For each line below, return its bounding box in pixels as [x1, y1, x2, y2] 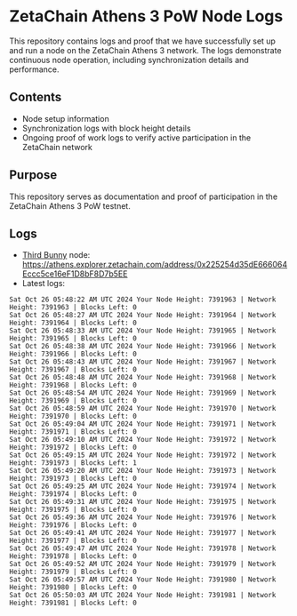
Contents [9, 90, 62, 105]
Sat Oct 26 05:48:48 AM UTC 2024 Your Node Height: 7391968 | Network [9, 373, 277, 382]
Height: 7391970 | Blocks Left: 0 [9, 412, 138, 421]
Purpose [9, 167, 58, 183]
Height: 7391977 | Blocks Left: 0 [9, 536, 138, 546]
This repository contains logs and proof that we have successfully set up [9, 36, 276, 46]
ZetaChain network [21, 141, 93, 152]
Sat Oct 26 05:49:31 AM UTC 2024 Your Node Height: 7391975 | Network [9, 498, 277, 507]
